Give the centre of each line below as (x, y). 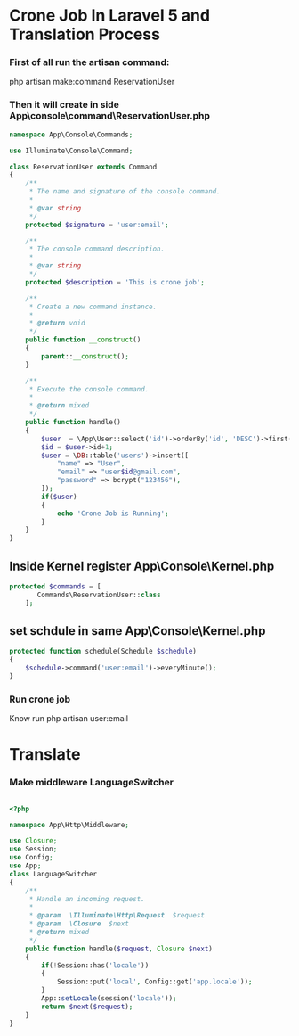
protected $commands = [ (55, 586)
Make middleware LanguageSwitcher (91, 783)
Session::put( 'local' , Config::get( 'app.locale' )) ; (154, 982)
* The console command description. (97, 249)
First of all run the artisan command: (89, 62)
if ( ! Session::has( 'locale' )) (95, 965)
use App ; (25, 866)
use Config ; (31, 858)
